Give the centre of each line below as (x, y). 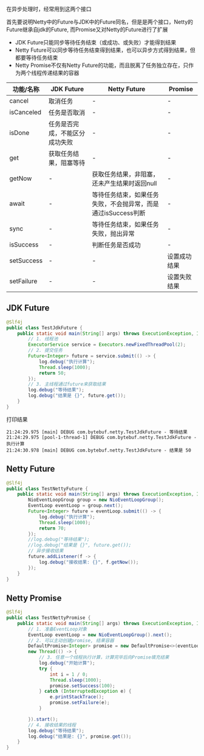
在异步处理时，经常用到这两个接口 (49, 9)
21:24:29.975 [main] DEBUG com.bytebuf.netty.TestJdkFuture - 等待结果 (97, 432)
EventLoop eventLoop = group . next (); (76, 506)
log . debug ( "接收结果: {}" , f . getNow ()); (89, 562)
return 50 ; (53, 373)
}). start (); (43, 719)
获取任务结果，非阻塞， (125, 174)
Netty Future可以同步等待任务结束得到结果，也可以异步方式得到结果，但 (105, 50)
